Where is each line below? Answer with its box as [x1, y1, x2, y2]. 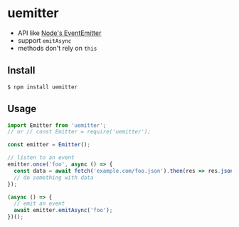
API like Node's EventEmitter [17, 29, 102, 37]
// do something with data [14, 173, 94, 181]
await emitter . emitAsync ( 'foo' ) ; [14, 207, 113, 214]
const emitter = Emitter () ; [7, 141, 91, 148]
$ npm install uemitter [7, 84, 78, 91]
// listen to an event [7, 154, 75, 161]
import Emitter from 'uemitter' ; [7, 121, 107, 129]
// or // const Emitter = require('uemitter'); [7, 128, 152, 136]
